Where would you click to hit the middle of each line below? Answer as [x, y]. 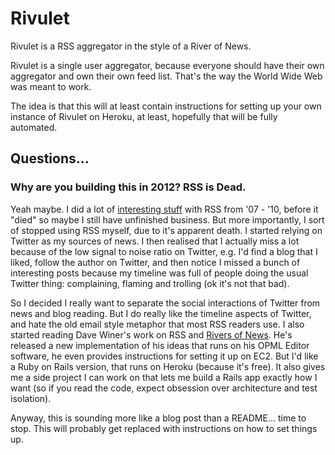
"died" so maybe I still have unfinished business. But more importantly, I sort [167, 219]
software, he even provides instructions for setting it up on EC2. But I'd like [164, 356]
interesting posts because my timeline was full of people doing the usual [159, 273]
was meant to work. [51, 86]
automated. [34, 127]
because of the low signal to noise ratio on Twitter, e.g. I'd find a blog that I [164, 251]
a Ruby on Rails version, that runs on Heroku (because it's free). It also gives [168, 366]
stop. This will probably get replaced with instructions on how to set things [164, 428]
